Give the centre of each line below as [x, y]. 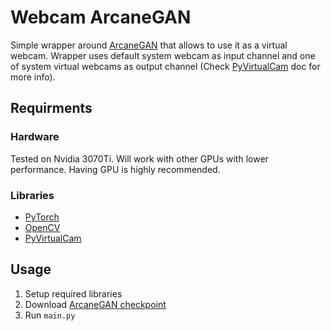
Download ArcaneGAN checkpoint [95, 304]
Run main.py [50, 315]
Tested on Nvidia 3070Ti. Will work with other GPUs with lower [139, 158]
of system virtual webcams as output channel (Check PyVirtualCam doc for [165, 66]
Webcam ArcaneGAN [101, 17]
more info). [33, 77]
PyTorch [42, 217]
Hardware [35, 137]
